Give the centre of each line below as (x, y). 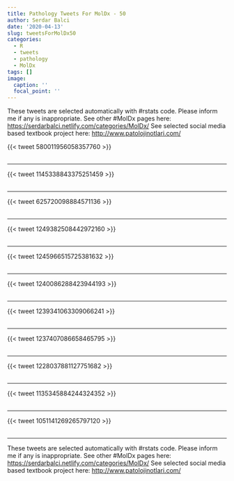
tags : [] (20, 72)
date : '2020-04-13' (36, 26)
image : (17, 78)
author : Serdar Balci (39, 20)
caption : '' (31, 85)
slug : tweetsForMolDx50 (42, 33)
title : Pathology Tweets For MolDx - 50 (67, 14)
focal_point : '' (37, 91)
